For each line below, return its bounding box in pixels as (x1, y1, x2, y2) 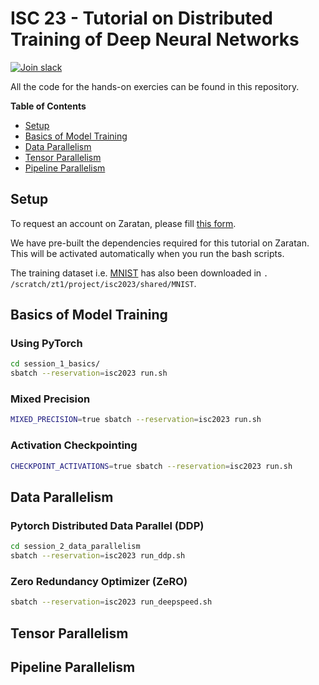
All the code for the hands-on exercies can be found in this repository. (10, 80, 300, 92)
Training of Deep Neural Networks (10, 28, 300, 51)
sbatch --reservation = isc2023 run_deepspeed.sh (10, 597, 213, 607)
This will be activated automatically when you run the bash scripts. (10, 247, 285, 259)
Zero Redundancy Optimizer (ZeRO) (10, 574, 188, 588)
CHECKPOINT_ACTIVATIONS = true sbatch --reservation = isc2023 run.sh (10, 461, 293, 471)
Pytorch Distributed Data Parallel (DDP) (10, 518, 205, 532)
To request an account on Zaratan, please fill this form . (10, 217, 237, 229)
